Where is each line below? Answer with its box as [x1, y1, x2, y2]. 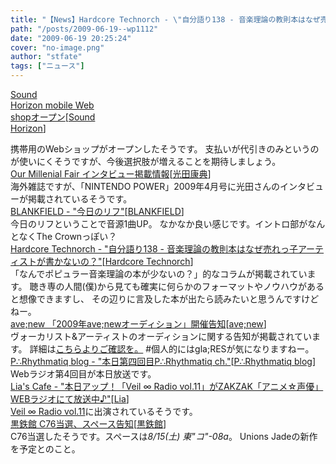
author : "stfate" [10, 52, 83, 62]
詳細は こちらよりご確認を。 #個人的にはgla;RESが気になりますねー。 [29, 343, 315, 355]
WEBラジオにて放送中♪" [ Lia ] [10, 393, 130, 405]
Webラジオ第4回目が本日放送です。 [10, 368, 157, 380]
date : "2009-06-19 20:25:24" [10, 33, 132, 43]
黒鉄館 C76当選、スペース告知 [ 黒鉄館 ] [10, 418, 167, 430]
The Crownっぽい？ [36, 231, 118, 242]
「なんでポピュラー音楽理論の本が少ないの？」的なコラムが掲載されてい [10, 268, 308, 280]
